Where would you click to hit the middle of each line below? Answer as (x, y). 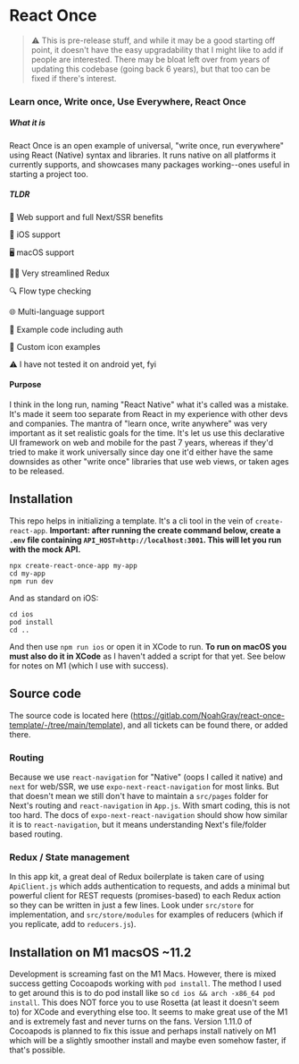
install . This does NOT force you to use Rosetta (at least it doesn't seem (144, 1002)
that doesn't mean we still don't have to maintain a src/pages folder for (139, 796)
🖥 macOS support (42, 252)
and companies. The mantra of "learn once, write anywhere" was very (138, 423)
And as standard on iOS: (54, 598)
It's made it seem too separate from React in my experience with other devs (149, 414)
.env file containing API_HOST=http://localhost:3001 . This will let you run (145, 540)
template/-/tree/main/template (65, 725)
